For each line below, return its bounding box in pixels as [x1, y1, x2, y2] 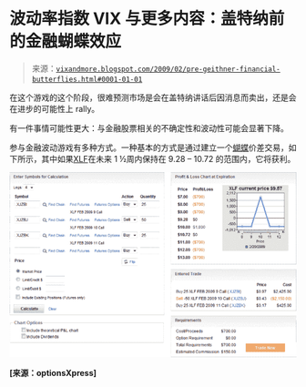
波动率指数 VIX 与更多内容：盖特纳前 [9, 8, 285, 29]
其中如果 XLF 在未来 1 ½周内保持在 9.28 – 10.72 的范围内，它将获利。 [40, 153, 296, 164]
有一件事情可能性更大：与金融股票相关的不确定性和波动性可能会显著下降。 [9, 122, 289, 133]
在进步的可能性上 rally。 [9, 103, 100, 114]
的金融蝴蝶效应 [9, 31, 122, 52]
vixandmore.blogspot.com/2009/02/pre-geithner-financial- [56, 65, 280, 74]
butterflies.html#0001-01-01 [31, 75, 143, 84]
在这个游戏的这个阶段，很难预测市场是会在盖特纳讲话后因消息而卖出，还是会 [9, 92, 297, 103]
